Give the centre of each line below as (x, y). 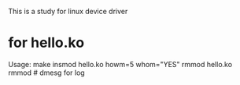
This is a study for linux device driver (68, 11)
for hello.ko (46, 43)
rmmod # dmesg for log (46, 73)
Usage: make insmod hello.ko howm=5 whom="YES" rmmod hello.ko (120, 64)
